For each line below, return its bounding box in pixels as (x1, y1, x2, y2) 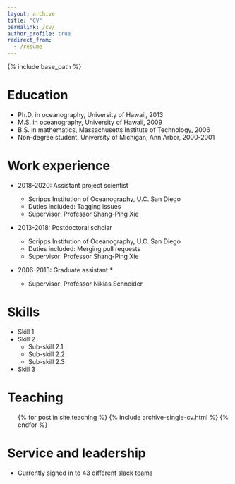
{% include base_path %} (7, 63, 82, 71)
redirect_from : (7, 37, 52, 44)
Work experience (7, 158, 111, 174)
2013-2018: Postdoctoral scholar (17, 223, 113, 231)
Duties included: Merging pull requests (28, 244, 141, 253)
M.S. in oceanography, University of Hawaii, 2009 (17, 118, 163, 126)
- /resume (13, 43, 42, 50)
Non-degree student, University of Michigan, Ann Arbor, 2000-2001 (17, 133, 215, 141)
